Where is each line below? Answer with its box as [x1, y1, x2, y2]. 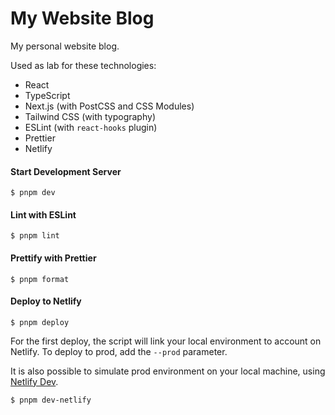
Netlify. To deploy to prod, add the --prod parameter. [10, 345, 228, 357]
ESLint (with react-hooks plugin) [24, 121, 158, 133]
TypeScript [24, 89, 71, 101]
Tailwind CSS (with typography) [24, 110, 156, 122]
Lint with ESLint [10, 208, 77, 221]
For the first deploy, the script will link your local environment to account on [10, 335, 322, 347]
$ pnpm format [10, 274, 70, 284]
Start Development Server [10, 165, 122, 177]
